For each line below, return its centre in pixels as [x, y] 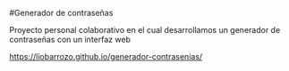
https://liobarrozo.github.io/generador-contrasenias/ [106, 56]
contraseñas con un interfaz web [70, 39]
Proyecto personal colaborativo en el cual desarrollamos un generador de [145, 30]
